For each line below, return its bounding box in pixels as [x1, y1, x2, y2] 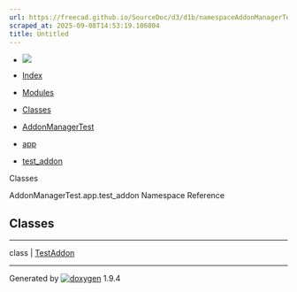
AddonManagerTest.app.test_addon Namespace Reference [9, 190, 225, 201]
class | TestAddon [9, 248, 75, 258]
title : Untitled [9, 29, 69, 38]
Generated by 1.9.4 [9, 273, 121, 284]
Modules [21, 88, 55, 98]
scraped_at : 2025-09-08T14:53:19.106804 [9, 21, 161, 30]
